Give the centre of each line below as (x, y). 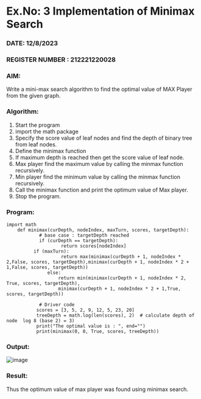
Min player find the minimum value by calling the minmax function (98, 177)
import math (21, 225)
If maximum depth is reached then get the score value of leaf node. (100, 157)
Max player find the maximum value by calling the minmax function (99, 164)
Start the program (37, 125)
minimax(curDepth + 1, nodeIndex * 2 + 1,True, (120, 289)
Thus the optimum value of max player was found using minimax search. (97, 389)
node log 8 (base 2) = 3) (41, 321)
